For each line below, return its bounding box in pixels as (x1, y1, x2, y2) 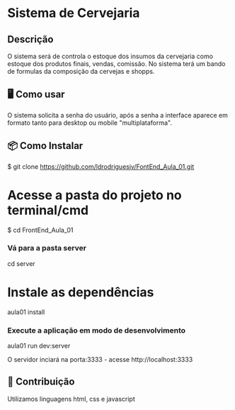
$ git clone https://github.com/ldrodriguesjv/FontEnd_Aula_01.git (7, 162, 195, 171)
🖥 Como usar (7, 89, 65, 101)
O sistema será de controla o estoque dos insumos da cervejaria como (7, 52, 214, 60)
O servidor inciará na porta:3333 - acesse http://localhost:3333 (7, 355, 193, 364)
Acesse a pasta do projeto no (7, 187, 182, 203)
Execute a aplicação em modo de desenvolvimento (7, 325, 186, 335)
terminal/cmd (7, 202, 89, 218)
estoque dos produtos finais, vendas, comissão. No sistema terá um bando (7, 60, 226, 68)
